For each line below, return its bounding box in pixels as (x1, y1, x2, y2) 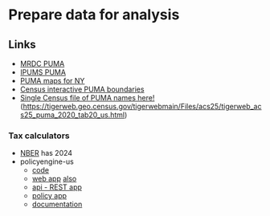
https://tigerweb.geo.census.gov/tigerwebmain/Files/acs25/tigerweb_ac (22, 102, 262, 111)
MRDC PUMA (19, 59, 65, 68)
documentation (31, 199, 83, 210)
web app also (31, 174, 77, 184)
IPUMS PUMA (19, 67, 67, 77)
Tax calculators (8, 130, 70, 141)
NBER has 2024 (19, 149, 73, 158)
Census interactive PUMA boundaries (19, 84, 145, 94)
